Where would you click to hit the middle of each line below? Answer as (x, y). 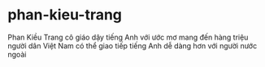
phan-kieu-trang (65, 15)
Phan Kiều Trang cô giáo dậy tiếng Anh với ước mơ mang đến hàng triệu (128, 37)
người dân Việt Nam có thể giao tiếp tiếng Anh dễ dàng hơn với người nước (132, 45)
